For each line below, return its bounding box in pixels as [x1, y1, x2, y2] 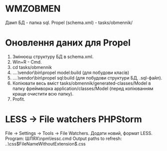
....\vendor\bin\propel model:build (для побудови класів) [12, 69, 130, 75]
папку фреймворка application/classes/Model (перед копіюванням [12, 85, 154, 91]
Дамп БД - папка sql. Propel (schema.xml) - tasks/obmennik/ [5, 19, 133, 25]
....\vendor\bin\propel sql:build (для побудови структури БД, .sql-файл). [12, 74, 163, 80]
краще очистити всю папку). [12, 90, 74, 96]
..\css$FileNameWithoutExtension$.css [5, 140, 86, 146]
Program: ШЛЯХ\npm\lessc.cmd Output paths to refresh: [5, 135, 122, 141]
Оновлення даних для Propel [5, 37, 131, 48]
